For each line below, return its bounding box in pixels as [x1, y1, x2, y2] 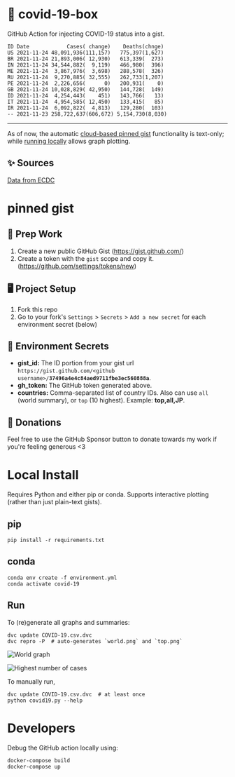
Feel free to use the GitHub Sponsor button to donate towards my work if [7, 435, 218, 444]
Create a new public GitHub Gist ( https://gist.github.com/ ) [17, 247, 184, 255]
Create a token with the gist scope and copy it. [17, 254, 154, 262]
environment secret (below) [17, 320, 98, 328]
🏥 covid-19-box [7, 6, 99, 22]
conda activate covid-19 [7, 580, 80, 588]
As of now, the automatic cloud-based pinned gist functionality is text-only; [7, 129, 225, 137]
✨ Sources [7, 157, 55, 169]
